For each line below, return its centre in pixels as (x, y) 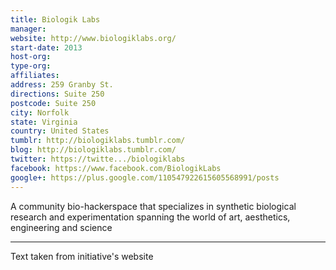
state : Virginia (44, 122)
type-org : (31, 66)
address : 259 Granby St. (62, 85)
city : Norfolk (40, 112)
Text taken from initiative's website (82, 256)
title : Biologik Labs (55, 19)
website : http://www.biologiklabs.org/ (93, 38)
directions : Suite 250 (57, 94)
